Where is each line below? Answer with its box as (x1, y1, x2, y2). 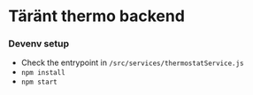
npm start (20, 77, 58, 87)
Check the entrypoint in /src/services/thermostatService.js (20, 57, 244, 68)
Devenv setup (8, 38, 70, 50)
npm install (20, 69, 65, 77)
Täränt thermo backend (8, 6, 185, 26)
